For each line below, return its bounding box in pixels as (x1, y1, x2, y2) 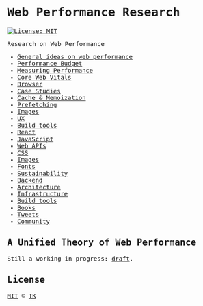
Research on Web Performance (7, 40, 105, 47)
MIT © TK (7, 292, 36, 300)
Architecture (16, 183, 61, 191)
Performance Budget (16, 60, 83, 67)
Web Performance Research (7, 5, 180, 20)
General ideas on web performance (16, 53, 133, 60)
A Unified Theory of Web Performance (7, 237, 197, 248)
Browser (16, 80, 43, 88)
